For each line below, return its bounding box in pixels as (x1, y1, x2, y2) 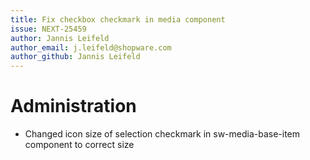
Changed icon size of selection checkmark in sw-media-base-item (24, 128, 301, 140)
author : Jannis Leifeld (10, 33, 110, 43)
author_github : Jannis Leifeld (10, 52, 141, 62)
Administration (10, 95, 137, 118)
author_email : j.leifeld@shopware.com (10, 42, 172, 53)
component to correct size (24, 139, 135, 151)
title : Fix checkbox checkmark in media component (10, 14, 226, 25)
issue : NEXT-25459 (10, 24, 87, 34)
